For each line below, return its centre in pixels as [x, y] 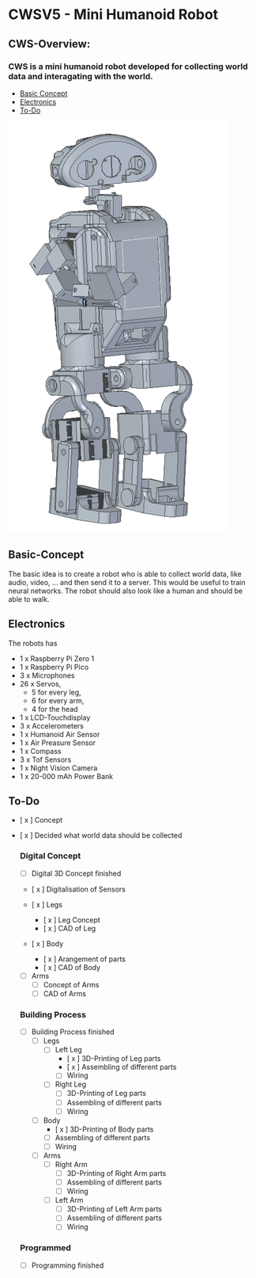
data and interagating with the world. [81, 76]
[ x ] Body [47, 943]
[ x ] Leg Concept [72, 919]
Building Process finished [73, 1032]
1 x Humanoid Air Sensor [60, 734]
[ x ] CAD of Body [72, 967]
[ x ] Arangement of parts [85, 959]
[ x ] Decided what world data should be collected [101, 835]
